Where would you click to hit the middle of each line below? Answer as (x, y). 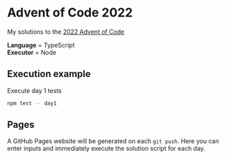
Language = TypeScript (41, 45)
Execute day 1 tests (34, 90)
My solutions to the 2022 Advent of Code (66, 32)
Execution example (49, 74)
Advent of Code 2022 (70, 13)
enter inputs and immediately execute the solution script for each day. (106, 149)
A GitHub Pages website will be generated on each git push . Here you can (113, 141)
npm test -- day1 (32, 103)
